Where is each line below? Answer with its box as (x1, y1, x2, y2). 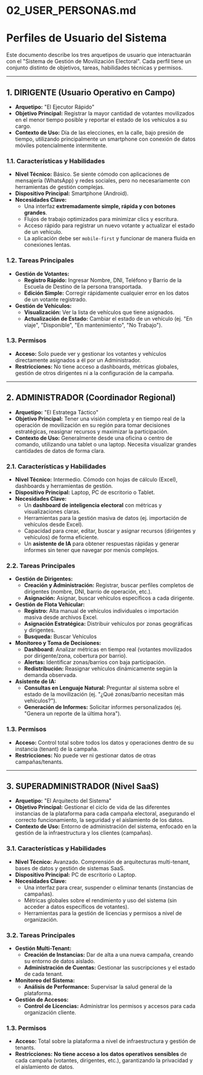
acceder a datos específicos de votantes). (24, 903, 129, 910)
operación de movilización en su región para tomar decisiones (14, 421, 170, 429)
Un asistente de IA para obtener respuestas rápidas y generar (24, 540, 179, 547)
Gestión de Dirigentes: (14, 575, 73, 583)
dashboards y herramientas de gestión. (14, 482, 114, 489)
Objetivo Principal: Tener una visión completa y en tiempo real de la (14, 415, 185, 422)
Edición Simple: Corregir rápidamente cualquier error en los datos (24, 289, 189, 297)
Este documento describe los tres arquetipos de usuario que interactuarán (6, 51, 192, 59)
